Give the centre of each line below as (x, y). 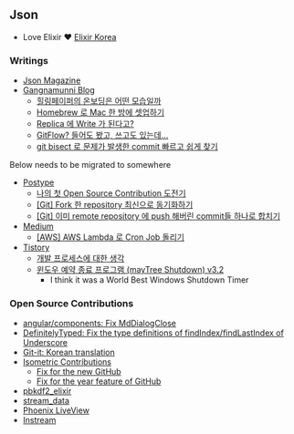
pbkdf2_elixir (47, 391)
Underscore (45, 343)
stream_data (46, 401)
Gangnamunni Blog (59, 90)
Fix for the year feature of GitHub (99, 381)
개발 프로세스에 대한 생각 (80, 258)
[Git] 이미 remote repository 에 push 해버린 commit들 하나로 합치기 (158, 216)
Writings (29, 60)
